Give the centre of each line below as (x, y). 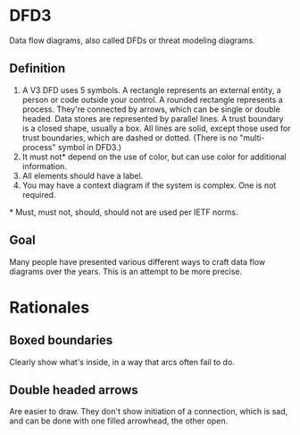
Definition (37, 68)
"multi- (252, 137)
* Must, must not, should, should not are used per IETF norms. (124, 212)
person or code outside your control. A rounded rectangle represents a (152, 99)
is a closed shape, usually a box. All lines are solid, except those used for (156, 128)
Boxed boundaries (61, 341)
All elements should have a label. (83, 175)
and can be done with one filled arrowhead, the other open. (119, 421)
